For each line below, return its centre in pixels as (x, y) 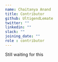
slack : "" (15, 32)
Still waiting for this (24, 54)
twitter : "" (17, 23)
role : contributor (25, 41)
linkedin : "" (18, 27)
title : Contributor (25, 14)
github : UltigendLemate (29, 18)
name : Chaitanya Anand (28, 9)
